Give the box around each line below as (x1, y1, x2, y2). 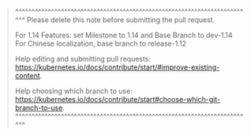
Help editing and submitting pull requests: (14, 55, 152, 63)
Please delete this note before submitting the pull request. (26, 15, 215, 25)
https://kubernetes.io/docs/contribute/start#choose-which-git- (14, 95, 221, 104)
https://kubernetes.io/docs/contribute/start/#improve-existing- (14, 62, 220, 72)
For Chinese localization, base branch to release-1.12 (14, 39, 187, 48)
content (14, 71, 40, 80)
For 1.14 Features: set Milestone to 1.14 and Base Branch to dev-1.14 (14, 31, 233, 40)
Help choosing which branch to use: (14, 86, 133, 96)
